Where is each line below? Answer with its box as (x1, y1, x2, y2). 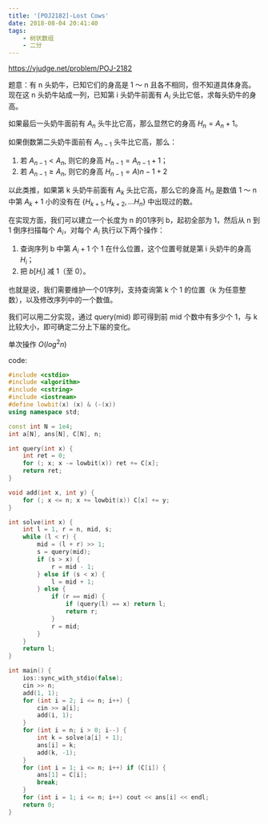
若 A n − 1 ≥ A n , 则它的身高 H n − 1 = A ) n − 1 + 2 (19, 167, 168, 179)
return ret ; (22, 467, 62, 475)
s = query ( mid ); (37, 548, 91, 556)
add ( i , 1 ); (37, 711, 74, 720)
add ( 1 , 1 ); (22, 689, 59, 697)
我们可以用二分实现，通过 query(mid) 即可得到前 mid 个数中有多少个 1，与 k (8, 312, 258, 321)
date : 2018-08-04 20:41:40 (8, 19, 98, 27)
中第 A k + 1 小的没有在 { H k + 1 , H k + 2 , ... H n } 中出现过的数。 (8, 196, 198, 208)
